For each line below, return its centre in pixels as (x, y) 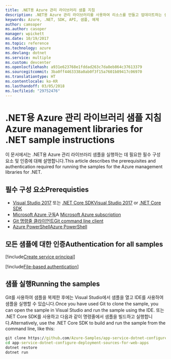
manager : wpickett (25, 34)
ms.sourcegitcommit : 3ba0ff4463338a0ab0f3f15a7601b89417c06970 (74, 72)
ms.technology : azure (28, 48)
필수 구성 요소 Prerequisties (47, 189)
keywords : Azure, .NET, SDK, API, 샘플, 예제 (52, 19)
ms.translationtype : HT (31, 77)
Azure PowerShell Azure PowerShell (50, 227)
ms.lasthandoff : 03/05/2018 (35, 86)
